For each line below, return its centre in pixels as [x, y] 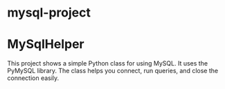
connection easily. [33, 78]
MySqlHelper [46, 44]
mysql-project [49, 13]
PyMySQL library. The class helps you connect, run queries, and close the [113, 71]
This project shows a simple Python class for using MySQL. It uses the [108, 63]
